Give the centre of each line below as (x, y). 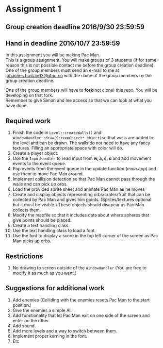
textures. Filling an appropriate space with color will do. (68, 148)
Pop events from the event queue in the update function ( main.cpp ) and (84, 169)
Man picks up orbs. (32, 241)
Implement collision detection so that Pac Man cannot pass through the (84, 179)
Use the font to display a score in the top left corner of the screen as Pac (85, 236)
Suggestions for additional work (55, 288)
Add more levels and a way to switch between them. (65, 331)
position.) (22, 305)
